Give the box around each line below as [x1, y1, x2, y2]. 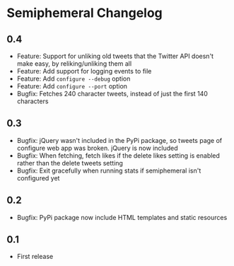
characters [16, 97, 49, 105]
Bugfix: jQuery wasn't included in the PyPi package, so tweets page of [16, 136, 223, 144]
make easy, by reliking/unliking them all [16, 59, 132, 68]
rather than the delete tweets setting [16, 158, 123, 167]
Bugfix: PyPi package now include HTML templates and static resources [16, 213, 228, 221]
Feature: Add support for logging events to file [16, 67, 152, 75]
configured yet [16, 173, 60, 182]
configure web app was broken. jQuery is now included [16, 144, 178, 152]
